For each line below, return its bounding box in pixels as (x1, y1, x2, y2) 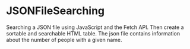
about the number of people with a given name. (6, 36, 123, 43)
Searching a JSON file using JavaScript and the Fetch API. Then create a (6, 24, 184, 31)
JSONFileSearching (6, 4, 105, 18)
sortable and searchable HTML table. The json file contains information (6, 30, 180, 37)
